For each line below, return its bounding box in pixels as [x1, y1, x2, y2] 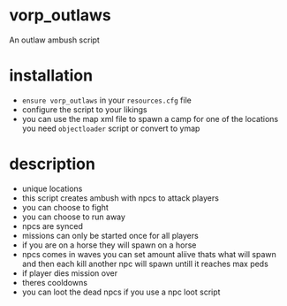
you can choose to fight [21, 202, 109, 212]
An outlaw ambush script [9, 34, 100, 45]
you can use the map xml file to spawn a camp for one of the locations [21, 113, 279, 124]
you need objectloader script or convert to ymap [21, 123, 200, 134]
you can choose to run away [21, 211, 126, 222]
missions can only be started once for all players [21, 230, 199, 241]
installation [9, 65, 94, 86]
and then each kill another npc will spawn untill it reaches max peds [21, 258, 269, 269]
